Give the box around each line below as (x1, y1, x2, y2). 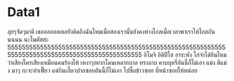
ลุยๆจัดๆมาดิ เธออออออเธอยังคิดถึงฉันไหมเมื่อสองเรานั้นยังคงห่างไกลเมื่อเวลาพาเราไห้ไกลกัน (7, 27, 216, 36)
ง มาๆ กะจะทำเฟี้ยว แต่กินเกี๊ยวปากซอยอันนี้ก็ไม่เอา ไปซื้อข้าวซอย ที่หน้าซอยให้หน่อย (7, 66, 198, 74)
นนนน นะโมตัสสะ (7, 35, 49, 43)
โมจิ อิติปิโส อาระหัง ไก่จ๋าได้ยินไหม (146, 50, 227, 59)
